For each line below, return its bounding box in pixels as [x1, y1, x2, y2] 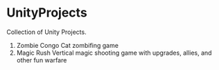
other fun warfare [16, 55, 67, 64]
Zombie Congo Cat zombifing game [16, 41, 119, 49]
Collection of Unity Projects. [6, 28, 87, 36]
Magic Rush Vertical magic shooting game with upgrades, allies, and [16, 49, 212, 57]
